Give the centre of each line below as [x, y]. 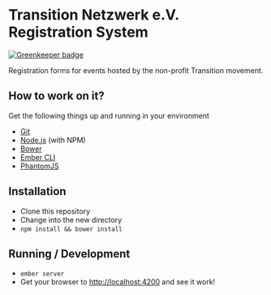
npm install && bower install [71, 229]
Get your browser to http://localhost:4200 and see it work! [118, 282]
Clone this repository [55, 211]
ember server [42, 274]
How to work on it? [56, 96]
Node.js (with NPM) [53, 140]
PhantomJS [39, 166]
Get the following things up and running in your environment [109, 115]
